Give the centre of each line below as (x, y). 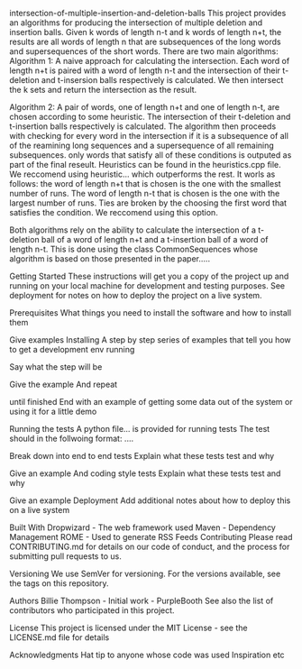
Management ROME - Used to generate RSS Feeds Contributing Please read (151, 537)
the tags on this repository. (59, 583)
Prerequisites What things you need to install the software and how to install (150, 313)
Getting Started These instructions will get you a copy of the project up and (149, 276)
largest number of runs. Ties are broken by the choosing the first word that (148, 203)
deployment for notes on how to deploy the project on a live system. (136, 295)
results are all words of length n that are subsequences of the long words (145, 41)
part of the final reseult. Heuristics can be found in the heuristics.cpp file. (145, 165)
